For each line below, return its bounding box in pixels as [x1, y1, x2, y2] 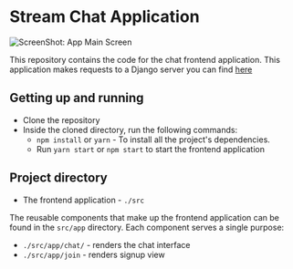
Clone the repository [22, 114, 100, 125]
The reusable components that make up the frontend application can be [9, 212, 280, 222]
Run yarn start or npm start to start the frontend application [36, 143, 265, 154]
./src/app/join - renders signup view [22, 249, 166, 260]
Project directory [9, 171, 108, 186]
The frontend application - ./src [22, 194, 145, 205]
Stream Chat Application [9, 6, 200, 27]
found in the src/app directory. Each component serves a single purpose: [9, 222, 285, 233]
